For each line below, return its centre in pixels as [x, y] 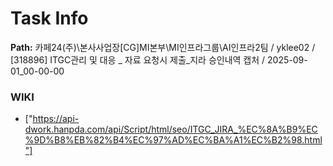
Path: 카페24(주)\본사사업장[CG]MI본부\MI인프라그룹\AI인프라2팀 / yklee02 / [163, 47]
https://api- [56, 119]
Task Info [49, 18]
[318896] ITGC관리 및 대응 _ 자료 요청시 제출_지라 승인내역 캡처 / [138, 59]
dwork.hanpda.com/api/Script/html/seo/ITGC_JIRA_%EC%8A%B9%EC [171, 129]
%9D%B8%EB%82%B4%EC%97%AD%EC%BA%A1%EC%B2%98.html [173, 140]
